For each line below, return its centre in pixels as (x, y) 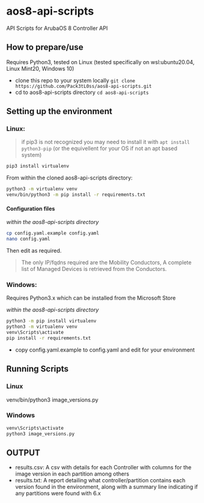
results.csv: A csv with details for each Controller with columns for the (103, 468)
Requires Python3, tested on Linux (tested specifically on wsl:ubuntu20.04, (100, 62)
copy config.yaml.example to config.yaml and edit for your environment (105, 350)
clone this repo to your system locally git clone (75, 80)
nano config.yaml (28, 239)
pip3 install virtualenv (38, 166)
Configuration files (31, 208)
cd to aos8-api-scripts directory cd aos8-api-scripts (82, 92)
